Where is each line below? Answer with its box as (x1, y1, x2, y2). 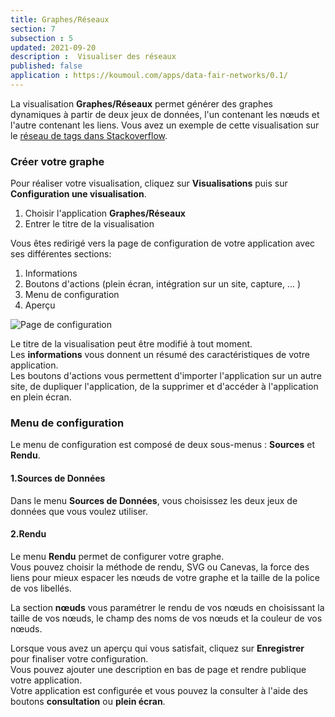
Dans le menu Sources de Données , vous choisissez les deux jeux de (10, 494, 298, 506)
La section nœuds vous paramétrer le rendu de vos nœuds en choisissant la (10, 601, 325, 613)
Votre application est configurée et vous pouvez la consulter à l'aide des (10, 684, 308, 696)
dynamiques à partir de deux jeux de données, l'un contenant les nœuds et (10, 108, 320, 120)
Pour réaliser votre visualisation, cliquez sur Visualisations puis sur (10, 177, 288, 190)
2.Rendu (10, 528, 47, 540)
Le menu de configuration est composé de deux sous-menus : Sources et (10, 439, 315, 451)
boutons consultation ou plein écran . (10, 695, 166, 707)
